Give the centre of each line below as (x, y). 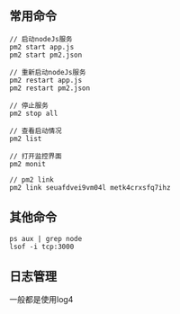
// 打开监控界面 (36, 156)
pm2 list (26, 139)
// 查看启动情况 (36, 130)
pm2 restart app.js (46, 80)
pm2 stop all (34, 113)
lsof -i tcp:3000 (42, 247)
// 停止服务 (29, 105)
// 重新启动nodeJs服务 (48, 72)
